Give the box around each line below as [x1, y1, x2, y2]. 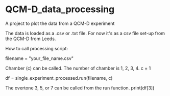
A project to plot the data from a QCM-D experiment [5, 20, 115, 26]
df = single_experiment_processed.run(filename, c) [5, 75, 113, 81]
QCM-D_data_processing [5, 4, 115, 15]
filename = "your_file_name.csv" [5, 55, 74, 61]
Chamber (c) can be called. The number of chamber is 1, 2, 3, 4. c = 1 [5, 65, 151, 71]
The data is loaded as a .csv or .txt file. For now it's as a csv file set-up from [5, 30, 165, 36]
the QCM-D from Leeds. [5, 36, 56, 42]
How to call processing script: [5, 45, 68, 51]
